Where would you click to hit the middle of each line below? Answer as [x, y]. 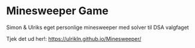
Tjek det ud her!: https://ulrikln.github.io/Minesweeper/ [74, 39]
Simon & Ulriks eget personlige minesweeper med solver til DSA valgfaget [97, 27]
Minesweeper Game [58, 11]
